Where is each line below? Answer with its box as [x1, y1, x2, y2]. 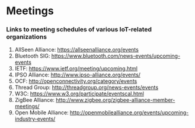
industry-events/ [14, 116, 56, 123]
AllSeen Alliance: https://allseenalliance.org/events [14, 46, 139, 53]
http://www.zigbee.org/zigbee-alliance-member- [56, 97, 175, 104]
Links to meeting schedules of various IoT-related [6, 25, 152, 34]
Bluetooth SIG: [14, 52, 50, 60]
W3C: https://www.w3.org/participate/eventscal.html [14, 90, 144, 97]
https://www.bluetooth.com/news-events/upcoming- [51, 52, 181, 60]
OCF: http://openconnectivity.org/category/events [14, 78, 138, 85]
